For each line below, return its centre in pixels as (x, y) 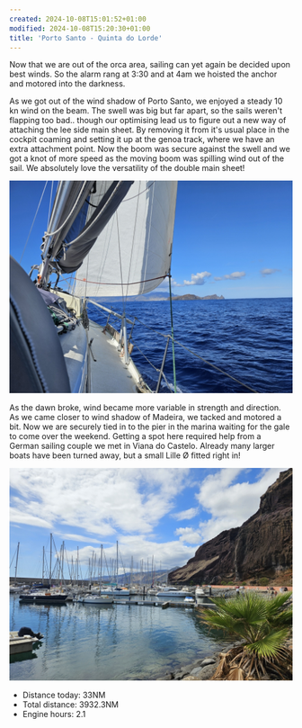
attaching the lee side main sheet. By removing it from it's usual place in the (150, 130)
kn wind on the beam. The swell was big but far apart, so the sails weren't (146, 111)
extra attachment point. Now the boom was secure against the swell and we (150, 149)
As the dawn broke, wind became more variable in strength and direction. (145, 408)
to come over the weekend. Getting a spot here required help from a (135, 436)
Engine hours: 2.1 (54, 715)
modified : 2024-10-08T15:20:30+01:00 (80, 28)
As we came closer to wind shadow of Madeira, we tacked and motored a (146, 418)
